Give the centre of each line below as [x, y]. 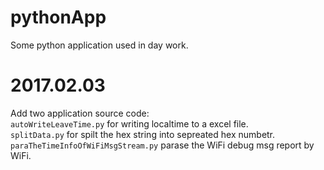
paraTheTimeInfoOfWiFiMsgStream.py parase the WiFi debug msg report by [162, 145]
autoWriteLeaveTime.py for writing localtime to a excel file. [129, 123]
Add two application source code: [80, 113]
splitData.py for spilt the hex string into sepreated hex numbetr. [143, 134]
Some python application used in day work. [99, 45]
